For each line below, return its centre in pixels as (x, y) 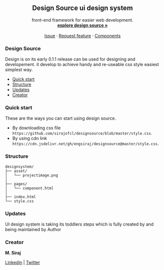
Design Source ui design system (82, 8)
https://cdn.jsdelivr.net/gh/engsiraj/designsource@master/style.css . (85, 144)
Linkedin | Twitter (23, 263)
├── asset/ (16, 171)
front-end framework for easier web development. (82, 20)
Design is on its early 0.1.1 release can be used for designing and (70, 59)
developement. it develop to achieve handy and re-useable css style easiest (82, 65)
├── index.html (21, 197)
